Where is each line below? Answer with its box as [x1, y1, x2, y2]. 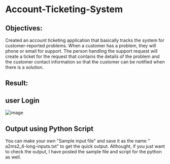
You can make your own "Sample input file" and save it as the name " [5, 138, 150, 144]
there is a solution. [5, 64, 44, 70]
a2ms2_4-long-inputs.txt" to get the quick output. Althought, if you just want [5, 143, 165, 149]
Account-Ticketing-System [5, 4, 123, 15]
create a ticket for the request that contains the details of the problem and [5, 53, 160, 59]
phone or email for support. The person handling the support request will [5, 48, 158, 54]
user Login [5, 96, 40, 105]
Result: [5, 79, 28, 87]
